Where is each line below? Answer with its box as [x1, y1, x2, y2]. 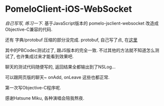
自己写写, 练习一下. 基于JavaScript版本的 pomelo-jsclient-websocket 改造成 [5, 20, 159, 26]
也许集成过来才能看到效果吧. [16, 53, 74, 59]
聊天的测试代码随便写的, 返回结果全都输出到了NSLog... [5, 64, 116, 70]
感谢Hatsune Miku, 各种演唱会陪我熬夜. [5, 95, 85, 101]
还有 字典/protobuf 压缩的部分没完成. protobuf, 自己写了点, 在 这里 [5, 37, 138, 43]
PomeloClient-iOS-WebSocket [5, 3, 132, 15]
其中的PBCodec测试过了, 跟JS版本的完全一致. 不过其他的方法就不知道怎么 [5, 47, 155, 53]
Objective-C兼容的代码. [5, 26, 53, 32]
